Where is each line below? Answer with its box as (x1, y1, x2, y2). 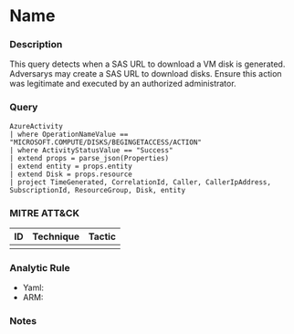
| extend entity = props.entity (9, 162, 132, 171)
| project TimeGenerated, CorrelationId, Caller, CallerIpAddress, (9, 177, 272, 187)
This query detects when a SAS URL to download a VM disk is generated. (9, 58, 286, 69)
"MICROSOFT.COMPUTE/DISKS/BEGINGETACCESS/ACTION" (9, 138, 203, 147)
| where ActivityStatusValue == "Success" (9, 145, 173, 155)
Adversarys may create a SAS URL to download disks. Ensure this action (9, 68, 282, 79)
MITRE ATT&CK (9, 206, 80, 219)
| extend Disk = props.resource (9, 170, 132, 179)
